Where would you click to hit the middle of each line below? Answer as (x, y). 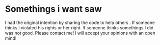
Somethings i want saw (53, 9)
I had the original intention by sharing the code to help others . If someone (80, 22)
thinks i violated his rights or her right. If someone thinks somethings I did (79, 27)
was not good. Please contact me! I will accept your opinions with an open (80, 33)
